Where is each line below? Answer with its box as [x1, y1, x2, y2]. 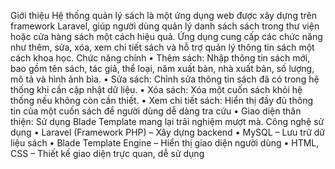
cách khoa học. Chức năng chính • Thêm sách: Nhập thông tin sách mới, [10, 52, 311, 64]
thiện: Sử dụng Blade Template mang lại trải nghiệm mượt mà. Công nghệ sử [10, 116, 325, 127]
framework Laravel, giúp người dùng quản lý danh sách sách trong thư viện [10, 20, 320, 32]
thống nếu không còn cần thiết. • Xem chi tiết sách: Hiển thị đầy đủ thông [10, 95, 313, 106]
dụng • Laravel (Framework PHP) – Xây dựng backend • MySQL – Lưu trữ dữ [10, 126, 326, 138]
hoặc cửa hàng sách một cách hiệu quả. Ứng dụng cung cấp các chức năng [10, 31, 323, 42]
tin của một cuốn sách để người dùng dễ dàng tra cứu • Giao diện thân [10, 105, 302, 117]
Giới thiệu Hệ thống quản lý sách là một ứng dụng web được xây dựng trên [10, 10, 317, 21]
